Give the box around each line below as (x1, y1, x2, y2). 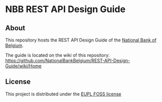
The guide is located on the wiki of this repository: (5, 52, 110, 58)
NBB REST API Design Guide (5, 4, 126, 15)
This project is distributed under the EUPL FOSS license (5, 91, 121, 97)
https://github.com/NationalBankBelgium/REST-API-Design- (5, 58, 130, 64)
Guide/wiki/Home (5, 63, 42, 69)
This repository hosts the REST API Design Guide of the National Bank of (5, 37, 157, 43)
